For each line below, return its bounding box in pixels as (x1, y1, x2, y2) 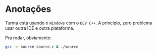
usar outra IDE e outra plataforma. (5, 25, 74, 31)
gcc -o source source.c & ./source (5, 44, 79, 49)
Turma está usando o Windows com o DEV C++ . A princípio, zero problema (5, 20, 153, 26)
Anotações (5, 3, 52, 15)
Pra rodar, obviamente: (5, 35, 52, 41)
